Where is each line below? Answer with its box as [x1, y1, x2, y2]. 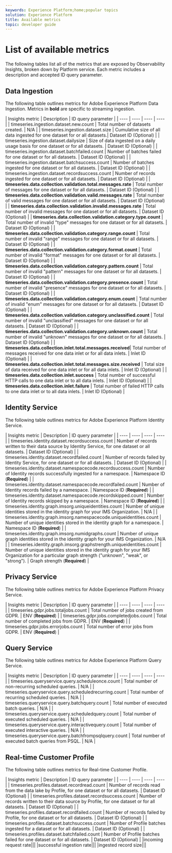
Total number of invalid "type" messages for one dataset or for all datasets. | [5, 219, 167, 225]
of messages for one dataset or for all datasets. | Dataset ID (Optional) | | [5, 187, 160, 192]
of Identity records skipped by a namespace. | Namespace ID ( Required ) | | [5, 497, 165, 503]
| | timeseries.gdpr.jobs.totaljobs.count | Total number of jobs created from [5, 607, 163, 613]
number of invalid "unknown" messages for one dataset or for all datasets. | [5, 334, 166, 340]
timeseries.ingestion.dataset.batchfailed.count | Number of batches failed [5, 148, 162, 154]
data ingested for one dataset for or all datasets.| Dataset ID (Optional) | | [5, 132, 160, 138]
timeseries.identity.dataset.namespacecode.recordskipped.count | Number [5, 492, 164, 498]
